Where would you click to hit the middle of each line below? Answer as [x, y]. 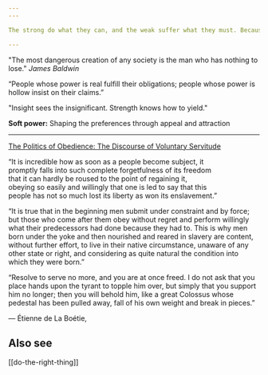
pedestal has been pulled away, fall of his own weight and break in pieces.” [132, 302]
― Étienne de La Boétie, [48, 318]
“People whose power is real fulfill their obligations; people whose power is [132, 84]
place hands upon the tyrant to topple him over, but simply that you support [132, 286]
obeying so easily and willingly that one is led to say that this [108, 187]
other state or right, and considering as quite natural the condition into [124, 253]
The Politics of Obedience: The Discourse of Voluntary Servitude [115, 146]
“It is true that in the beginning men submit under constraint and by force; [129, 211]
